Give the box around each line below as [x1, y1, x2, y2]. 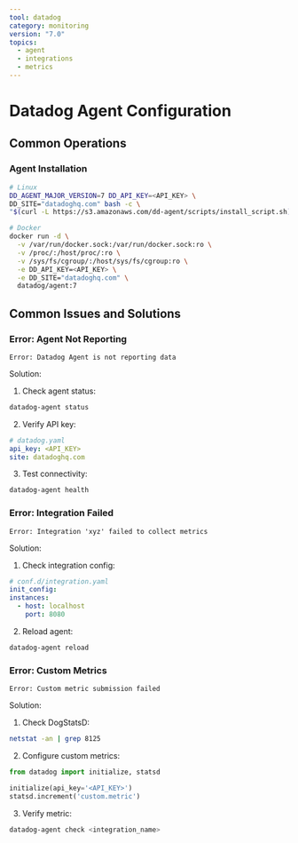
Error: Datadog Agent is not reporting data [9, 353, 176, 362]
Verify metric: [21, 807, 73, 818]
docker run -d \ [9, 232, 69, 241]
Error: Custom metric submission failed [9, 685, 161, 694]
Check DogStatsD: [21, 717, 90, 728]
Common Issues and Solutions [9, 306, 182, 321]
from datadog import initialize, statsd [9, 767, 161, 777]
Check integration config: [21, 560, 115, 570]
